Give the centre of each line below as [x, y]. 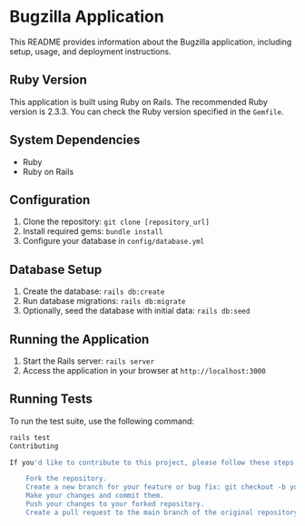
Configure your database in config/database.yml [113, 241]
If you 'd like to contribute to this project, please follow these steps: [154, 463]
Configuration [50, 200]
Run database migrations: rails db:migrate [104, 301]
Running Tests [51, 399]
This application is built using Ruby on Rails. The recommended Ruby [138, 102]
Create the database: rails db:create [93, 291]
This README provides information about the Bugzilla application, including [151, 42]
